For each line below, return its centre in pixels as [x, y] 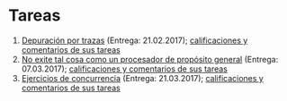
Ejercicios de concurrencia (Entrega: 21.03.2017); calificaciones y [143, 78]
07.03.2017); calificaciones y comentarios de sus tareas [125, 69]
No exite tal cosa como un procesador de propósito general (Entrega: [150, 59]
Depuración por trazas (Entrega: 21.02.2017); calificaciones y [135, 40]
